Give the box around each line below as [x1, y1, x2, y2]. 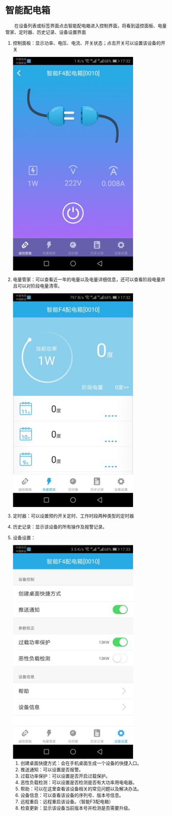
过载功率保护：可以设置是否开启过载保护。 [20, 772, 111, 779]
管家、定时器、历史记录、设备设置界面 [5, 29, 86, 35]
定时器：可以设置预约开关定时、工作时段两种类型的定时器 [12, 513, 134, 519]
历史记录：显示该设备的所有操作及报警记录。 [12, 523, 107, 529]
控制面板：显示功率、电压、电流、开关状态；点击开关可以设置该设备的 [12, 39, 161, 46]
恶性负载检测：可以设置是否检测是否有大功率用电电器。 [20, 779, 137, 785]
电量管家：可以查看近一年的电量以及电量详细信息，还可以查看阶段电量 [12, 276, 161, 282]
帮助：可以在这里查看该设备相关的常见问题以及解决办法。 [20, 785, 142, 792]
